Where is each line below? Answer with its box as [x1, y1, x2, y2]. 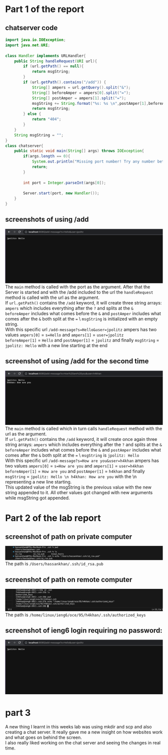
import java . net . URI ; [5, 43, 50, 48]
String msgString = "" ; [14, 132, 64, 137]
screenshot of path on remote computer [5, 575, 132, 584]
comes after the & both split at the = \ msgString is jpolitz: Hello [5, 452, 139, 459]
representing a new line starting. [5, 479, 72, 485]
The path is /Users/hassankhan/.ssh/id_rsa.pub [5, 561, 103, 567]
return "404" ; [31, 117, 61, 122]
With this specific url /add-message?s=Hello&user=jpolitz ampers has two [5, 327, 157, 333]
